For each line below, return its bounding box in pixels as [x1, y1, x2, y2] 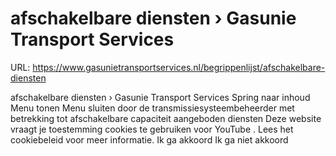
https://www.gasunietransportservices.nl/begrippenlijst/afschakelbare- [32, 61, 326, 73]
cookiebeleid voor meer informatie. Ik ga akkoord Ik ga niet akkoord [10, 133, 289, 146]
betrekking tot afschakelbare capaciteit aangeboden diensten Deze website [10, 112, 322, 124]
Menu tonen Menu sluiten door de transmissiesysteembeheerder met [10, 102, 295, 114]
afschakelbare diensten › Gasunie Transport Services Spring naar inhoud [10, 91, 311, 103]
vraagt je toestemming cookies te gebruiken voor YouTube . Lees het [10, 123, 294, 135]
